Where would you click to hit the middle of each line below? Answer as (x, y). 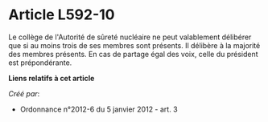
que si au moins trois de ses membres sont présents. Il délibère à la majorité (134, 45)
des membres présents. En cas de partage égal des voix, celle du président (134, 54)
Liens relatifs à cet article (52, 78)
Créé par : (24, 93)
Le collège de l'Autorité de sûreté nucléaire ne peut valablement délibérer (130, 37)
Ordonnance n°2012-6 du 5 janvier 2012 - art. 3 (99, 109)
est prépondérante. (40, 63)
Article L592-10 (62, 15)
